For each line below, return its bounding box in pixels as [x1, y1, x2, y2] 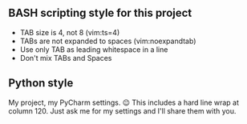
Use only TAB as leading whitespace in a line [19, 44, 168, 54]
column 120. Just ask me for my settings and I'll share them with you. [8, 106, 237, 115]
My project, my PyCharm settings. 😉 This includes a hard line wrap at [8, 98, 239, 107]
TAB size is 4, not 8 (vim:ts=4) [19, 27, 120, 37]
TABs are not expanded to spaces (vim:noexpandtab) [19, 36, 196, 46]
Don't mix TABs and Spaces [19, 53, 112, 62]
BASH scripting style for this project [8, 6, 192, 20]
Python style [8, 76, 74, 90]
